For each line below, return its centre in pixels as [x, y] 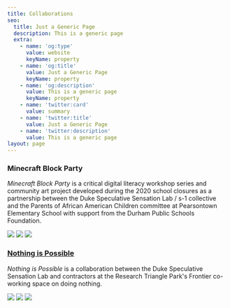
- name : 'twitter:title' [56, 118]
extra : [23, 40]
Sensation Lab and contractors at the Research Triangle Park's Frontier [109, 276]
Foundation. [24, 220]
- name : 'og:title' [48, 66]
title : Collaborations [40, 14]
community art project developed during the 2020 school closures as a [109, 191]
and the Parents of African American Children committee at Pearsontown [112, 206]
